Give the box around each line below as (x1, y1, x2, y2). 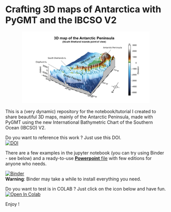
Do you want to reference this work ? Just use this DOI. (5, 134, 121, 141)
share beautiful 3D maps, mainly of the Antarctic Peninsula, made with (5, 114, 153, 120)
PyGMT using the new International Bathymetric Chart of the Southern (5, 119, 153, 125)
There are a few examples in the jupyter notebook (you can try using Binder (5, 149, 164, 156)
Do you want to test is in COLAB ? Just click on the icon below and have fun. (5, 185, 166, 192)
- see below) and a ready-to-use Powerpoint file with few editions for (5, 155, 152, 161)
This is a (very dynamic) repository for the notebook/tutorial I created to (5, 108, 157, 114)
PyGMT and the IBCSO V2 (5, 14, 117, 26)
